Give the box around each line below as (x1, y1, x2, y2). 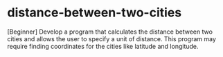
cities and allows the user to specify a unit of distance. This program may (7, 34, 217, 43)
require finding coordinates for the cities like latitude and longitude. (7, 42, 199, 50)
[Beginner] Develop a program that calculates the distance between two (7, 27, 213, 36)
